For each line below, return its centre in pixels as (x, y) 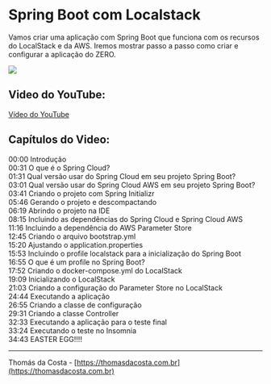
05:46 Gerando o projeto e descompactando (83, 202)
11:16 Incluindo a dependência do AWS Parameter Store (100, 227)
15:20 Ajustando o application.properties (76, 244)
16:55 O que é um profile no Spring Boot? (77, 262)
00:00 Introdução (38, 159)
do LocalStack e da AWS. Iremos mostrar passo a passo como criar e (123, 45)
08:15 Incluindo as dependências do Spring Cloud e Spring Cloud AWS (126, 219)
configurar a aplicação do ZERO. (63, 54)
